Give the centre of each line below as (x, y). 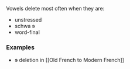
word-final (27, 32)
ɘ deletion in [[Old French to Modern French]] (69, 60)
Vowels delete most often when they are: (55, 8)
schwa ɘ (25, 26)
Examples (20, 47)
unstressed (28, 20)
